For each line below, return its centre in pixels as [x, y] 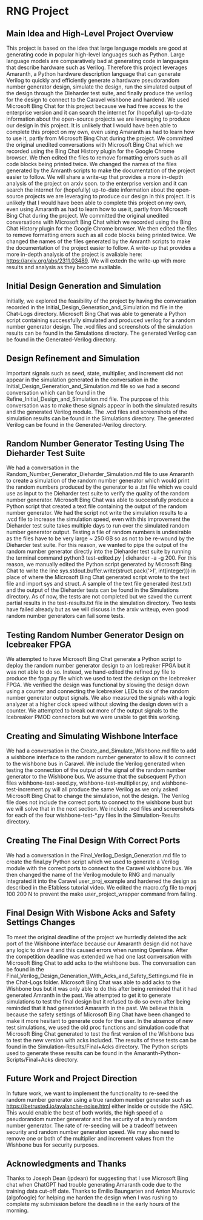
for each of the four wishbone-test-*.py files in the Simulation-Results [93, 815]
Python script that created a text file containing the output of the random [97, 506]
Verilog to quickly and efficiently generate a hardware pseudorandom [93, 80]
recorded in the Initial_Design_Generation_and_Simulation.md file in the [95, 307]
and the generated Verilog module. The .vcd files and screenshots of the [97, 412]
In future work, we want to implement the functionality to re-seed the [92, 1093]
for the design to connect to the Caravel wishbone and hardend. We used [98, 99]
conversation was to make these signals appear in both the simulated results [102, 405]
